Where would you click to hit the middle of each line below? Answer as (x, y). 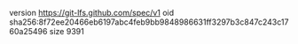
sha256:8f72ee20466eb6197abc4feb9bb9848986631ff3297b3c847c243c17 (149, 22)
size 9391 (67, 31)
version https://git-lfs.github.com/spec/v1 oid (92, 13)
